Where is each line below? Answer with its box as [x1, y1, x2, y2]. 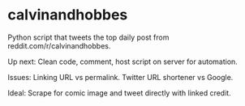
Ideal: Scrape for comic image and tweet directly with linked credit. [7, 87, 232, 98]
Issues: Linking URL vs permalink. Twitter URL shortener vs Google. [7, 72, 234, 82]
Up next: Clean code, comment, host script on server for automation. [7, 57, 239, 66]
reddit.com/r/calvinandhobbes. [7, 40, 111, 50]
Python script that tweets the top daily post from [7, 32, 170, 42]
